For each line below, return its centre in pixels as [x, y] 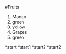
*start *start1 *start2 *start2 [33, 47]
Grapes [20, 32]
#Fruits [12, 7]
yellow [19, 27]
